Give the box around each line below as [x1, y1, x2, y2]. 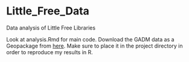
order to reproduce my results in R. [6, 48, 94, 55]
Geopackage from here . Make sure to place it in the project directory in [6, 42, 183, 49]
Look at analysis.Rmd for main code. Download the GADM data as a [6, 36, 175, 43]
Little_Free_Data [6, 4, 89, 18]
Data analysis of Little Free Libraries [6, 24, 95, 31]
